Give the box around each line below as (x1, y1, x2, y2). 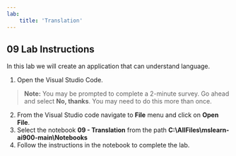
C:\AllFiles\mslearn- (167, 126, 230, 135)
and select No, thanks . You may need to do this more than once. (23, 97, 213, 106)
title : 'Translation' (19, 17, 83, 24)
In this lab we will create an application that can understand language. (6, 62, 211, 71)
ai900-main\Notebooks (16, 133, 88, 142)
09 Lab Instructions (6, 43, 95, 55)
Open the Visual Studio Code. (16, 76, 103, 84)
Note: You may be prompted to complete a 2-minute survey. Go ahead (23, 89, 230, 98)
